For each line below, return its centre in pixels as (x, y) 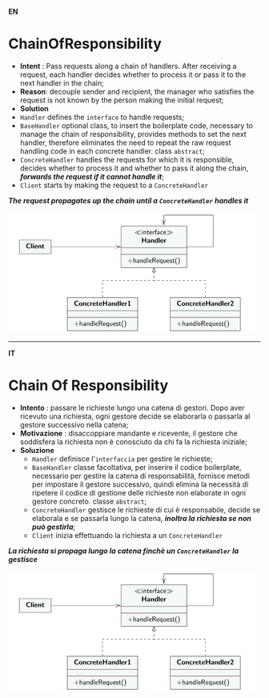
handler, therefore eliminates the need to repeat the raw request (125, 142)
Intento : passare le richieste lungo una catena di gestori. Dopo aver (132, 407)
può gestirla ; (54, 527)
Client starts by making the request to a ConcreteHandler (114, 185)
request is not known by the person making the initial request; (122, 100)
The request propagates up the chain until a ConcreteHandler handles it (128, 200)
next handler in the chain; (62, 82)
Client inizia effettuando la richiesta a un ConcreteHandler (127, 535)
